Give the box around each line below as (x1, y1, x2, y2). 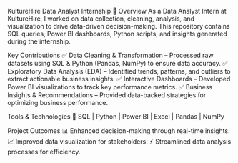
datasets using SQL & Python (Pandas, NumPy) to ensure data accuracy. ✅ (7, 59, 228, 67)
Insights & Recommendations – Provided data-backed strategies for (7, 91, 207, 99)
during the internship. (7, 37, 71, 46)
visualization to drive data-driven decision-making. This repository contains (7, 22, 230, 30)
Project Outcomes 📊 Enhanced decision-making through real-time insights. (7, 127, 230, 135)
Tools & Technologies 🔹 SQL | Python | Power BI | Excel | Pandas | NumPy (7, 112, 225, 121)
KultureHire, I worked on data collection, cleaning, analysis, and (7, 14, 195, 23)
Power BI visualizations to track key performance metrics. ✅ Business (7, 83, 213, 91)
